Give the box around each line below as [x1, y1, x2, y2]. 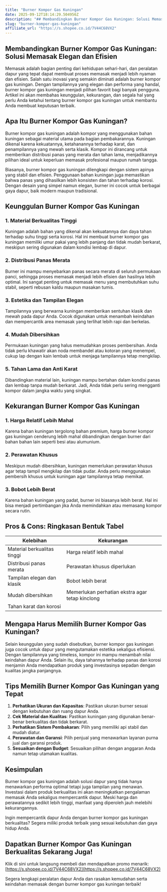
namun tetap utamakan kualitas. [12, 751, 78, 757]
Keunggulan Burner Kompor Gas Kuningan [5, 202, 140, 211]
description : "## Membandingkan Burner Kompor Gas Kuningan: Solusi [5, 16, 150, 21]
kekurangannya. [5, 805, 38, 811]
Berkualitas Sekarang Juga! [5, 848, 93, 856]
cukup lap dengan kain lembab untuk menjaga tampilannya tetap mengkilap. [5, 353, 162, 359]
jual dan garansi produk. [12, 740, 62, 746]
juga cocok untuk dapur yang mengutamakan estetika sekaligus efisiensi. [5, 646, 156, 652]
